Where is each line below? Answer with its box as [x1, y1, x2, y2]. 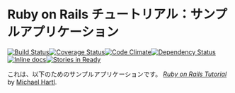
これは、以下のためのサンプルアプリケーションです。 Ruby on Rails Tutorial [7, 70, 227, 78]
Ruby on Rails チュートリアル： [7, 6, 191, 23]
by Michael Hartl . [7, 77, 57, 86]
